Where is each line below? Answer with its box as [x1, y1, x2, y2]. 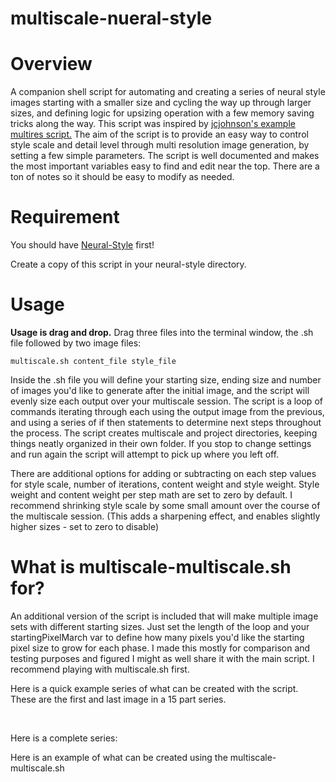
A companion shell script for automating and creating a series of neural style [10, 86, 326, 98]
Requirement [10, 206, 120, 229]
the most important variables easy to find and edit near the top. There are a [10, 160, 320, 172]
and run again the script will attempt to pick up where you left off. [10, 448, 280, 460]
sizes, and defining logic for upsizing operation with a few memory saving [10, 107, 315, 119]
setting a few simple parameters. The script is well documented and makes [10, 150, 320, 162]
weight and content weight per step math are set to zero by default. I [10, 489, 293, 501]
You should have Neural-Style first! [10, 239, 155, 251]
